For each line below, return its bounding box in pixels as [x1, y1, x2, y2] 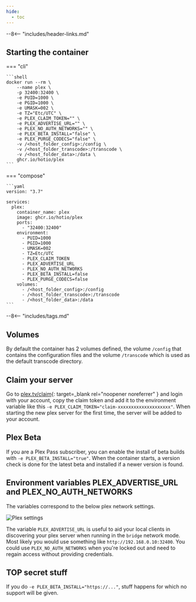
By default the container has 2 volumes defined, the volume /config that [6, 345, 182, 352]
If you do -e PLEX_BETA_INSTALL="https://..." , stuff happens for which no [6, 583, 187, 590]
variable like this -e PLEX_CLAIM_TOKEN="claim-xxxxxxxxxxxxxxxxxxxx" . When [6, 403, 191, 410]
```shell [6, 74, 28, 80]
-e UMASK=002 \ [16, 105, 54, 111]
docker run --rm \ [6, 80, 51, 85]
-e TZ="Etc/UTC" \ [16, 110, 62, 117]
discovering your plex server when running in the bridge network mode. [6, 531, 181, 539]
